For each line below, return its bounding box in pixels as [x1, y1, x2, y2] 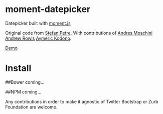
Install [5, 63, 32, 74]
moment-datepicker [5, 4, 91, 15]
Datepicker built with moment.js [5, 20, 71, 26]
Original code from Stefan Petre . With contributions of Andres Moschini [5, 30, 153, 36]
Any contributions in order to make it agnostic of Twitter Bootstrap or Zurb [5, 98, 158, 104]
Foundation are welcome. [5, 104, 58, 110]
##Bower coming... [5, 79, 45, 85]
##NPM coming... [5, 89, 42, 95]
